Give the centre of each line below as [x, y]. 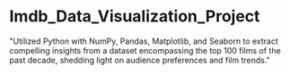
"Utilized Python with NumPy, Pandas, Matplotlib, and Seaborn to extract [144, 41]
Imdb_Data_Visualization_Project [135, 16]
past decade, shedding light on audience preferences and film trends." [140, 60]
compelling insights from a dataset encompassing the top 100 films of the [145, 50]
